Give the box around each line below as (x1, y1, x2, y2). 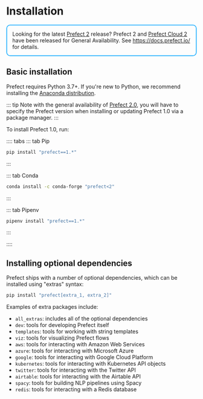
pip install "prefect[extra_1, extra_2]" (6, 292, 112, 298)
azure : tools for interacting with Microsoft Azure (14, 347, 134, 355)
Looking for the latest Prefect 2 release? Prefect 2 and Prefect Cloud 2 (12, 30, 187, 38)
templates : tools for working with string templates (14, 328, 139, 335)
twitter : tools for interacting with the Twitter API (14, 366, 136, 374)
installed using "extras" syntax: (6, 280, 84, 288)
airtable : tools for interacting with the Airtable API (14, 373, 141, 380)
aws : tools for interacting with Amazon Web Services (14, 341, 145, 348)
